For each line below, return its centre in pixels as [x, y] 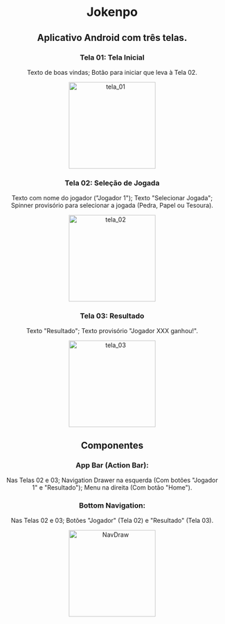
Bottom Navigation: [112, 506]
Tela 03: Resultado [112, 316]
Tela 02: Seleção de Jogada [112, 183]
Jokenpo [112, 12]
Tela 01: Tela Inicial [112, 57]
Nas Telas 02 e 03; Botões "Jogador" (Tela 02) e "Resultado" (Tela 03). [112, 521]
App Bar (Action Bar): [112, 465]
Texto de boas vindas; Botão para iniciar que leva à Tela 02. [112, 72]
